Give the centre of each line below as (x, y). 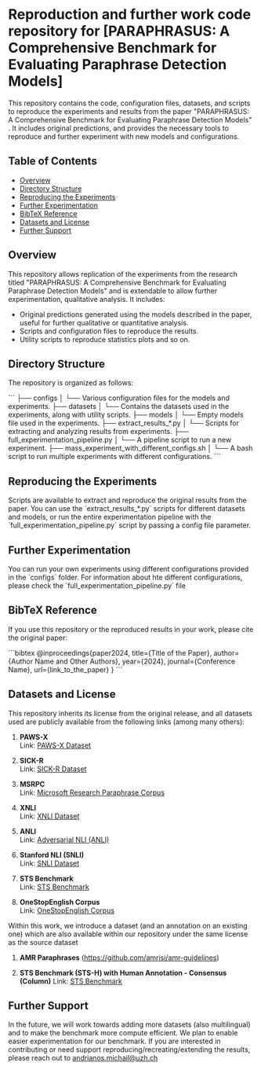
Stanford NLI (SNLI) (52, 855)
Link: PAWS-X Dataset (55, 745)
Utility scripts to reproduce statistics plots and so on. (105, 339)
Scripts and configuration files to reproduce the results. (109, 331)
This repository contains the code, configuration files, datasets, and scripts (129, 103)
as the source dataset (43, 942)
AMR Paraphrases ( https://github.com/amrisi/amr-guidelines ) (119, 958)
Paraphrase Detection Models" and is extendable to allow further (113, 290)
